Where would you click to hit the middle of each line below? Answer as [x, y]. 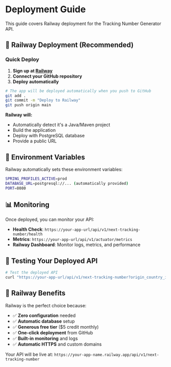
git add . [16, 95]
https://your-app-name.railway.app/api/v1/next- [107, 355]
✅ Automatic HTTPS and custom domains [57, 344]
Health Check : [28, 229]
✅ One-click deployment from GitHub [53, 332]
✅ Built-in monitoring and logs [45, 338]
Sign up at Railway [33, 70]
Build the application [34, 130]
